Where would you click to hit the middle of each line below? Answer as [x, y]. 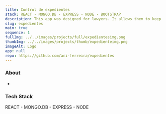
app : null [15, 51]
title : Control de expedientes [38, 10]
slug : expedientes [24, 23]
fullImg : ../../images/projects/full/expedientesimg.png [65, 38]
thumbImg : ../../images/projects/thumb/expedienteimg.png [66, 42]
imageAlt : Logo [21, 46]
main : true [16, 28]
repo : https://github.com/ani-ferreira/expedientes [60, 56]
